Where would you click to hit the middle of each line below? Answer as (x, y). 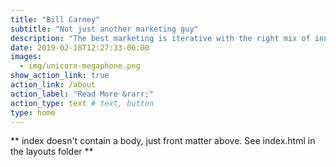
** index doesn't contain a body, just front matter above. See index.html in (163, 141)
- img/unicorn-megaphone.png (80, 66)
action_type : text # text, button (82, 103)
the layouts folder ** (52, 152)
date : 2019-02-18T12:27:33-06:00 (80, 47)
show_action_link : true (60, 76)
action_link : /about (53, 85)
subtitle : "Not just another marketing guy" (104, 29)
